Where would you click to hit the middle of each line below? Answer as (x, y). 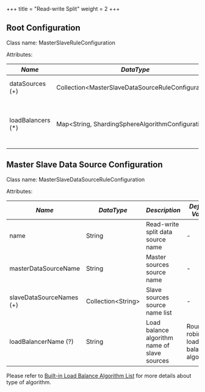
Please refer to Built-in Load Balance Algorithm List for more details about (99, 376)
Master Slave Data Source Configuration (85, 165)
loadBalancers (30, 120)
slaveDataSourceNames (44, 297)
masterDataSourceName (45, 268)
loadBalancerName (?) (42, 341)
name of (158, 345)
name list (159, 312)
